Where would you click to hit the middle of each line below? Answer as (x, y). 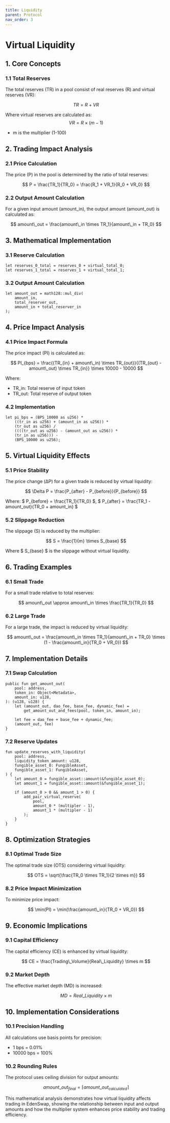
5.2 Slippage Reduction (35, 519)
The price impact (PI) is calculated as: (45, 353)
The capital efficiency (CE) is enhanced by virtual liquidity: (67, 951)
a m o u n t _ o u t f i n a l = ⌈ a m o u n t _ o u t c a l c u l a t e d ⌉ (86, 1088)
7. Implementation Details (47, 659)
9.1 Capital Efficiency (32, 940)
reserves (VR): (20, 95)
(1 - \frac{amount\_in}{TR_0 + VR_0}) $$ (86, 642)
